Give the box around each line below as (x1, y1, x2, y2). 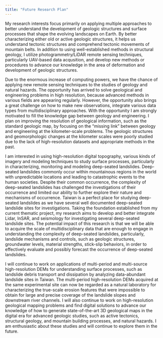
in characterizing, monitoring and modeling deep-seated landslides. (5, 164, 141, 169)
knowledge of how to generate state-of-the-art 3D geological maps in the (5, 307, 153, 313)
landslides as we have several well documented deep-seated (19, 200, 143, 206)
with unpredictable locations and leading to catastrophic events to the (5, 174, 145, 180)
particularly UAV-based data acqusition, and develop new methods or (5, 56, 145, 62)
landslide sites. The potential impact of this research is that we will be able (5, 220, 154, 226)
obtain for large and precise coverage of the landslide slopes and (5, 292, 136, 298)
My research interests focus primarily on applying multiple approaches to (5, 20, 152, 26)
